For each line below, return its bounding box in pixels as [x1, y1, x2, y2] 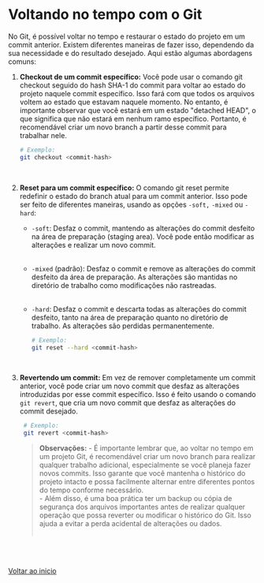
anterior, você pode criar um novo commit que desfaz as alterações [19, 381, 240, 391]
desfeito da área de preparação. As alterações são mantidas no [31, 272, 238, 282]
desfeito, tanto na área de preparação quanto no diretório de [31, 312, 229, 322]
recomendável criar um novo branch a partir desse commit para [19, 122, 227, 132]
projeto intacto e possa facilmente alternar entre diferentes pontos [39, 477, 255, 487]
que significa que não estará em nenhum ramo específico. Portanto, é [19, 114, 247, 123]
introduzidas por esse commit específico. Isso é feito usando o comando [19, 390, 256, 399]
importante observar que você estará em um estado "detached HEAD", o [19, 105, 256, 115]
